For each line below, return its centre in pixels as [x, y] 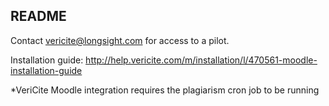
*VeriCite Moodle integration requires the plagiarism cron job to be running [165, 90]
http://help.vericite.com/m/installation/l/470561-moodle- [201, 60]
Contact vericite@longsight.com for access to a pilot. [120, 40]
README [38, 16]
